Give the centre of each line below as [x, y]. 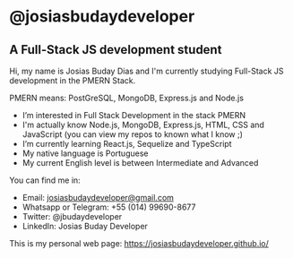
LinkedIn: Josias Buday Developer [85, 226]
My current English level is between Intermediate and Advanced [140, 163]
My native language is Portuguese [85, 153]
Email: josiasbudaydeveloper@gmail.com [98, 198]
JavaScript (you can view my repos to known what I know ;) [133, 134]
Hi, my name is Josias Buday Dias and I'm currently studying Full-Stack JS [146, 71]
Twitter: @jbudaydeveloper [72, 216]
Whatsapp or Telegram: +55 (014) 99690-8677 [109, 207]
